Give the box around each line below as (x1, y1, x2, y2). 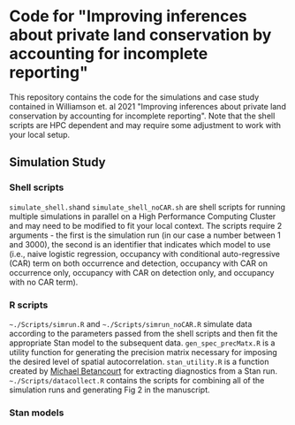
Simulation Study (9, 155, 106, 170)
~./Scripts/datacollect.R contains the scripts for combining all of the (9, 375, 265, 385)
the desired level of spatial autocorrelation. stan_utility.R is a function (9, 356, 269, 367)
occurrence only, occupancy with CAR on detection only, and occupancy (9, 267, 275, 277)
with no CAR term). (9, 277, 79, 287)
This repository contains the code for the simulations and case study (9, 91, 260, 102)
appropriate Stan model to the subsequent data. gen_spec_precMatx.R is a (9, 338, 276, 348)
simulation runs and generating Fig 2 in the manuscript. (9, 384, 210, 395)
